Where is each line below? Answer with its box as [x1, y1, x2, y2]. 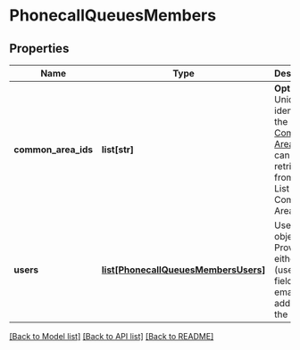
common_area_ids [13, 143, 94, 156]
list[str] [101, 143, 134, 156]
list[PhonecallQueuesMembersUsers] [101, 264, 266, 276]
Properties [9, 41, 70, 56]
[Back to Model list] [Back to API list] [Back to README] [9, 331, 214, 341]
